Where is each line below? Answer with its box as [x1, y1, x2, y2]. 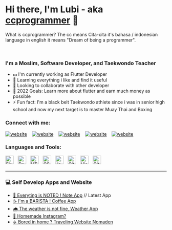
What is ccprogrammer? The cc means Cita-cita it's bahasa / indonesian [5, 31, 158, 37]
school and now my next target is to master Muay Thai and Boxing [12, 107, 153, 113]
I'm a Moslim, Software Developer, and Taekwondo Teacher [5, 59, 156, 67]
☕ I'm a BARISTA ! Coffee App [12, 198, 76, 204]
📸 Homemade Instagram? [12, 213, 67, 219]
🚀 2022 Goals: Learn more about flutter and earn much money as [12, 88, 150, 94]
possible [12, 93, 31, 99]
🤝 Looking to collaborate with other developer [12, 82, 110, 89]
